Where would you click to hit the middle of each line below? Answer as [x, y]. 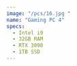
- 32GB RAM [28, 39]
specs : [16, 26]
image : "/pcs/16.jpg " [38, 13]
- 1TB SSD [26, 52]
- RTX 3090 [28, 45]
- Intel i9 [28, 33]
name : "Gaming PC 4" [36, 20]
